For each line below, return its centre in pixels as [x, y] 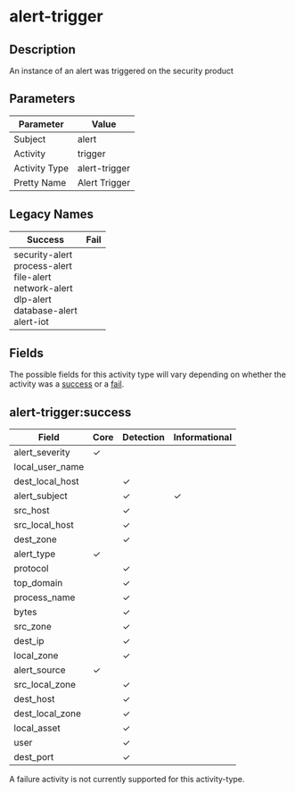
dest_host [34, 699]
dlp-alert [33, 299]
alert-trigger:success [70, 412]
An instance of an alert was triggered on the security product [122, 71]
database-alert [45, 310]
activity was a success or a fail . [67, 384]
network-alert [43, 288]
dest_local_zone [48, 714]
